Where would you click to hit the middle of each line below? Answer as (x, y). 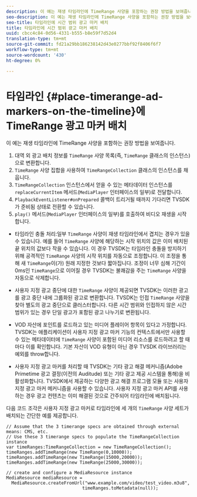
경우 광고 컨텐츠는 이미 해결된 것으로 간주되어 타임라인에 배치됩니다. (103, 396)
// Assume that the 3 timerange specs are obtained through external (93, 427)
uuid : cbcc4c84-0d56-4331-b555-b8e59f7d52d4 (61, 33)
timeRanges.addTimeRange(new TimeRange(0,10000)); (69, 452)
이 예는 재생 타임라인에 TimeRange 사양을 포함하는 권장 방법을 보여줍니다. (91, 143)
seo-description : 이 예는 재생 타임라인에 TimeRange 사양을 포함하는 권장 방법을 (95, 17)
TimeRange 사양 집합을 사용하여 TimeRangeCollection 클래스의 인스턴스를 (98, 170)
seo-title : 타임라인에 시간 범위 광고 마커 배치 (57, 22)
